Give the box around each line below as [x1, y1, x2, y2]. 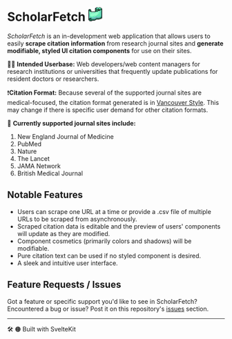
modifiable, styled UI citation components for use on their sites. [7, 46, 192, 55]
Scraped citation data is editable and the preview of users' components [17, 222, 221, 231]
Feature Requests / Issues [7, 279, 122, 291]
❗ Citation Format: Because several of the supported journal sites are [7, 88, 202, 97]
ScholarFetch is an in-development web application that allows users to [7, 32, 211, 40]
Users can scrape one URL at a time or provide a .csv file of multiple [17, 207, 212, 215]
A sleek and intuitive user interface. [17, 259, 119, 267]
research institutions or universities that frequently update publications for [7, 67, 218, 75]
